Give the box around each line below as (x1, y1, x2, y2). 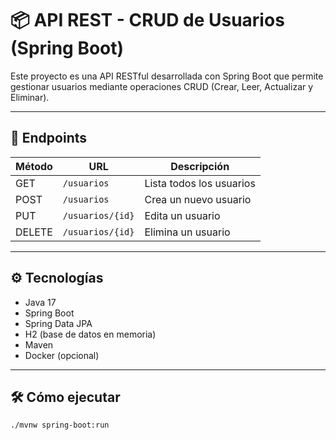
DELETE (15, 225, 53, 239)
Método (15, 159, 53, 173)
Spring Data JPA (24, 317, 93, 329)
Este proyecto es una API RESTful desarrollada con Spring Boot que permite (10, 70, 324, 82)
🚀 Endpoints (10, 130, 88, 147)
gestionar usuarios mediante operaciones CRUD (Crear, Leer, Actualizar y (10, 80, 314, 92)
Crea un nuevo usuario (144, 192, 252, 206)
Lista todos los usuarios (144, 176, 256, 190)
